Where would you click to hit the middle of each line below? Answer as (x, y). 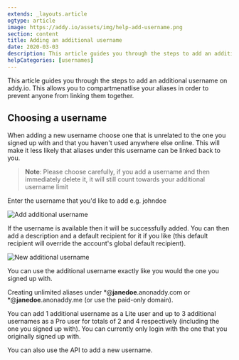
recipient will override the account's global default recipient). (97, 243)
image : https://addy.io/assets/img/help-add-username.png (95, 27)
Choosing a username (57, 118)
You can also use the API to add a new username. (80, 350)
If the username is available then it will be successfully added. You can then (118, 228)
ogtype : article (31, 21)
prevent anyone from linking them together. (71, 95)
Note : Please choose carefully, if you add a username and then (117, 171)
